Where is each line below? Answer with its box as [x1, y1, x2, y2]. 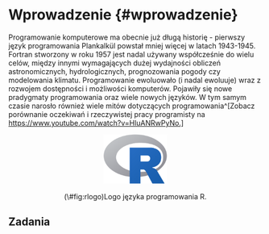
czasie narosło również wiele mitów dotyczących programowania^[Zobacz [8, 101, 255, 111]
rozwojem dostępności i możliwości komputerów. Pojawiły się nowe [8, 83, 233, 94]
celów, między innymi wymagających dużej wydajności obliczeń [8, 58, 221, 68]
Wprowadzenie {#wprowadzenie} [8, 6, 238, 24]
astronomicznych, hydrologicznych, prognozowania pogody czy [8, 66, 221, 76]
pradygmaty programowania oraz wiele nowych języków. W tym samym [8, 92, 247, 102]
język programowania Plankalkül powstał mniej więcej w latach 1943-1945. [8, 40, 256, 50]
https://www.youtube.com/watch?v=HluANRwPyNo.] [8, 118, 184, 127]
